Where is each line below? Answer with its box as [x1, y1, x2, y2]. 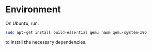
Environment [5, 4, 61, 15]
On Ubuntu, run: [5, 20, 39, 26]
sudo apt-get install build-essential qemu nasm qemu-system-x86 [5, 30, 147, 35]
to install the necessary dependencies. [5, 39, 87, 45]
